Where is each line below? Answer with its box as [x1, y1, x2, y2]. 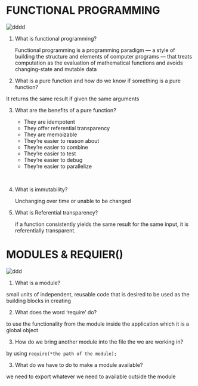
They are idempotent [23, 118, 76, 125]
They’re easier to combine [23, 143, 88, 151]
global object [6, 326, 39, 333]
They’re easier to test [23, 150, 76, 157]
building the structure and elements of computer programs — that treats [14, 53, 193, 60]
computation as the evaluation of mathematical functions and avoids [14, 59, 183, 66]
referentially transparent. [14, 226, 76, 234]
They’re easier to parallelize [23, 163, 92, 170]
